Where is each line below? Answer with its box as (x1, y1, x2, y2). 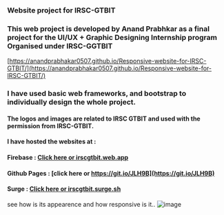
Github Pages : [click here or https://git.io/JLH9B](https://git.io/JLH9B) (7, 169, 215, 177)
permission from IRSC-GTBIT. (7, 121, 94, 130)
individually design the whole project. (7, 97, 136, 107)
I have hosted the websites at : (7, 137, 96, 146)
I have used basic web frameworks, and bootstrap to (7, 89, 187, 99)
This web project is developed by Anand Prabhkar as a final (7, 23, 210, 33)
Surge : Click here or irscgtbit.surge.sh (7, 185, 121, 193)
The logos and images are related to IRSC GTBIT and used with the (7, 114, 201, 123)
